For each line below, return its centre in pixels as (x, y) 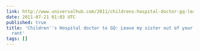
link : (13, 11)
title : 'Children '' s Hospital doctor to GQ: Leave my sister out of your (100, 28)
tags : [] (17, 39)
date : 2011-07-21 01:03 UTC (41, 17)
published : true (26, 22)
